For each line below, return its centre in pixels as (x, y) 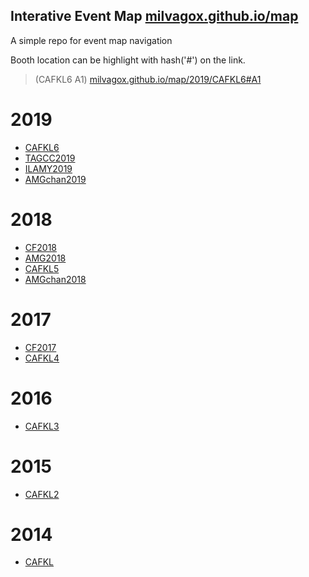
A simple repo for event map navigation (91, 40)
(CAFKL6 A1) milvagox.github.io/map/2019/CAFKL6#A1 (148, 79)
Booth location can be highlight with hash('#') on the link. (128, 60)
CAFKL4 (42, 358)
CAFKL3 (42, 426)
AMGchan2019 (55, 179)
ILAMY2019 (48, 168)
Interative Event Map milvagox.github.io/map (154, 16)
